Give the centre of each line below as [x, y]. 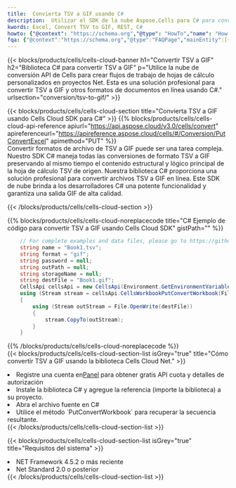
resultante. [23, 420]
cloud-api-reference [37, 126]
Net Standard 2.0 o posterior [58, 470]
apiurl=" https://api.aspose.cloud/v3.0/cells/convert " [143, 126]
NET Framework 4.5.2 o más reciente [70, 462]
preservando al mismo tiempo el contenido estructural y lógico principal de [116, 163]
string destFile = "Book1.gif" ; [67, 280]
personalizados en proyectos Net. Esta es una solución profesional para [111, 82]
